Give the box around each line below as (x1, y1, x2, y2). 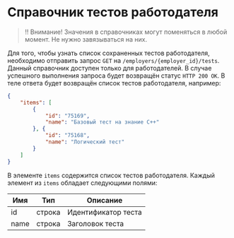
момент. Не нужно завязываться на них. (24, 35, 148, 43)
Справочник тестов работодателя (7, 4, 219, 20)
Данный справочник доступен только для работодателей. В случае (7, 64, 212, 72)
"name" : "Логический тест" (45, 138, 125, 145)
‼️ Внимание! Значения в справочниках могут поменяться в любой (24, 28, 228, 36)
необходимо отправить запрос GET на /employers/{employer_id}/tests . (7, 56, 220, 64)
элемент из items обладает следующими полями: (7, 178, 158, 187)
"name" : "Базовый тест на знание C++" (45, 119, 160, 126)
